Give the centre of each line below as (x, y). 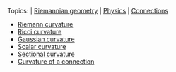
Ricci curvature (40, 32)
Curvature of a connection (56, 62)
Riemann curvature (45, 24)
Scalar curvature (42, 46)
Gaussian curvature (46, 39)
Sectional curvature (46, 54)
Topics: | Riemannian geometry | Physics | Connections (88, 11)
